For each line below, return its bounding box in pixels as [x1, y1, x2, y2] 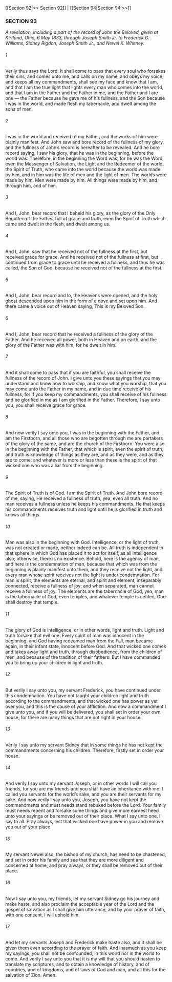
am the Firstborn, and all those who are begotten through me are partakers [5, 435, 163, 441]
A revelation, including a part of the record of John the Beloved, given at [5, 29, 159, 35]
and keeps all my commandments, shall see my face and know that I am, [5, 78, 158, 85]
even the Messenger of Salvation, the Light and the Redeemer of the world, [5, 160, 164, 166]
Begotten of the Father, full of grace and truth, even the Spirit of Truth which [5, 215, 166, 221]
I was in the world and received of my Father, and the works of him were [5, 133, 158, 139]
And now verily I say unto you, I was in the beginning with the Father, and [5, 429, 160, 435]
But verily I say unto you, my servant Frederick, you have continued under [5, 687, 161, 693]
